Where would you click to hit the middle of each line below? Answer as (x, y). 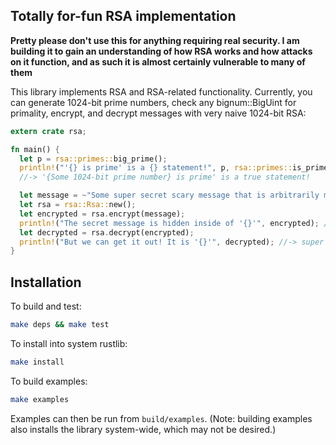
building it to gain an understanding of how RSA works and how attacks (161, 51)
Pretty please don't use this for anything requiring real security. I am (155, 40)
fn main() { (35, 149)
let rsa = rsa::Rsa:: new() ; (78, 205)
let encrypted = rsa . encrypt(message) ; (102, 214)
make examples (40, 399)
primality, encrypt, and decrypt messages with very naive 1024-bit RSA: (158, 113)
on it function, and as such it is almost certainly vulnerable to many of (158, 61)
